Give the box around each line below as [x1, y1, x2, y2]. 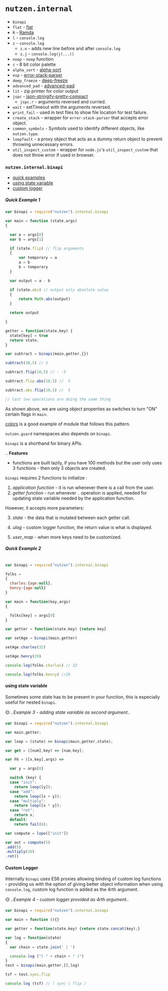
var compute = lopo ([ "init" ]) [5, 831, 69, 836]
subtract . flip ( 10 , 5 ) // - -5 [5, 370, 66, 375]
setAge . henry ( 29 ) [5, 654, 42, 659]
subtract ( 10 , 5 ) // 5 [5, 361, 49, 366]
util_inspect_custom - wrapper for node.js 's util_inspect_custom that [12, 146, 158, 152]
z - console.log [12, 40, 45, 46]
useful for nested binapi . [5, 699, 57, 705]
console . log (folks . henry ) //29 [5, 672, 71, 677]
